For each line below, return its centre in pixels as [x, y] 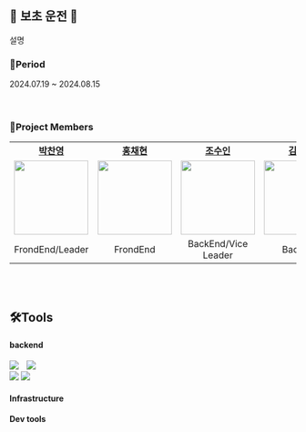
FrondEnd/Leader [51, 250]
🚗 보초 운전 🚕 [44, 16]
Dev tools [28, 419]
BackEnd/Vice [218, 244]
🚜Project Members [51, 128]
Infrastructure [37, 398]
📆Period [27, 64]
